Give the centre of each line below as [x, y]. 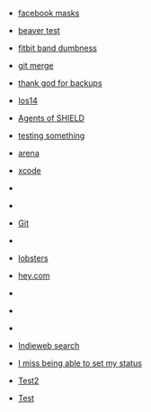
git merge [36, 66]
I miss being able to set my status [80, 363]
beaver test [39, 30]
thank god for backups [60, 83]
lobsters [33, 258]
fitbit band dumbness [57, 48]
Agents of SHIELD [51, 118]
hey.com [34, 276]
